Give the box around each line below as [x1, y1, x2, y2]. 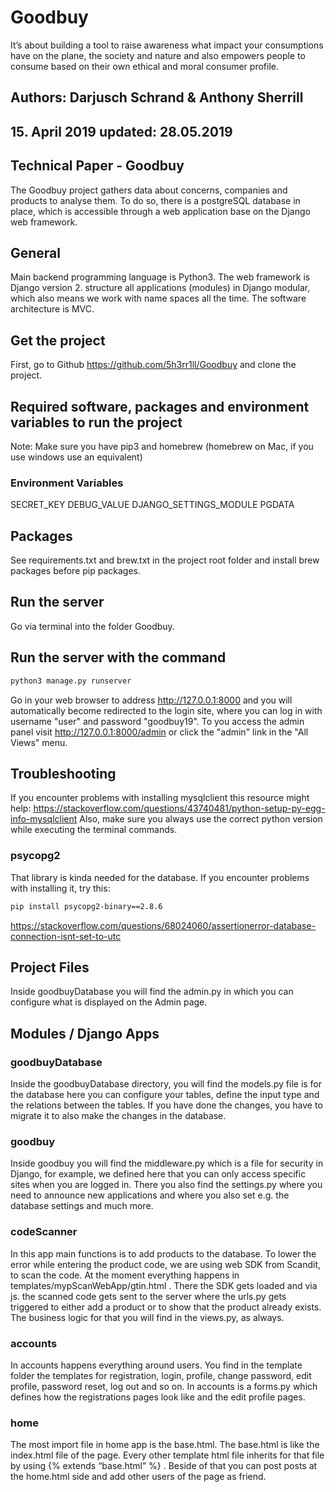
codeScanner [10, 1225, 78, 1239]
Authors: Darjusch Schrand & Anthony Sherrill [10, 89, 304, 106]
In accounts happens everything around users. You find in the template [10, 1359, 303, 1371]
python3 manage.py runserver [10, 676, 132, 686]
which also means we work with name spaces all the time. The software [10, 292, 307, 305]
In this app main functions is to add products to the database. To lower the [10, 1247, 317, 1260]
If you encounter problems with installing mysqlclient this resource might [10, 792, 310, 804]
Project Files [10, 959, 90, 976]
